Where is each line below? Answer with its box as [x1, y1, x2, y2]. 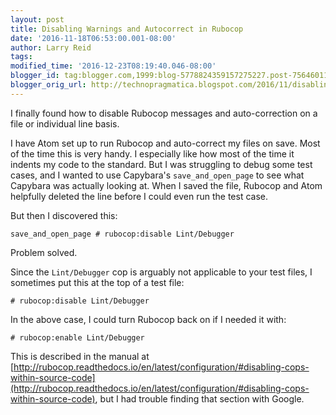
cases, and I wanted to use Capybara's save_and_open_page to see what [10, 169, 305, 181]
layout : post [10, 14, 65, 25]
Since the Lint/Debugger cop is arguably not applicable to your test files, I [10, 266, 313, 278]
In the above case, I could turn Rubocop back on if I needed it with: [10, 313, 287, 325]
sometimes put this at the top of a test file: [10, 276, 185, 288]
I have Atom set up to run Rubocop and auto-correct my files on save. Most [10, 137, 321, 149]
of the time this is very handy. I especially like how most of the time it [10, 147, 295, 160]
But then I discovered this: [10, 209, 118, 221]
